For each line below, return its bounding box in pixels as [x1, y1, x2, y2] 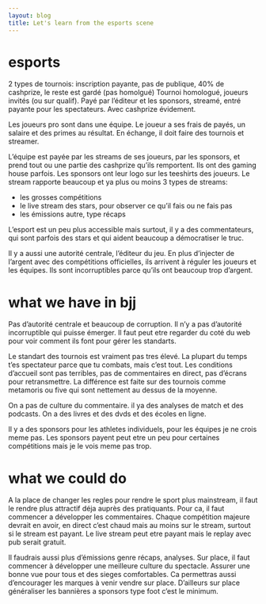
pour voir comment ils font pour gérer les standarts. [8, 336, 177, 346]
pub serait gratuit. [8, 537, 66, 547]
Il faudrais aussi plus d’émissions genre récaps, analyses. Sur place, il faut [8, 552, 251, 563]
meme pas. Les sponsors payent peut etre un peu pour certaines [8, 433, 220, 442]
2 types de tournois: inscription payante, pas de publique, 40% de [8, 79, 224, 89]
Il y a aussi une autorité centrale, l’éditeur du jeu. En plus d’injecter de [8, 249, 235, 258]
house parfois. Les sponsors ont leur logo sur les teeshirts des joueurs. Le [8, 169, 250, 178]
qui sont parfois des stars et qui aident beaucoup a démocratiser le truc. [8, 233, 244, 243]
